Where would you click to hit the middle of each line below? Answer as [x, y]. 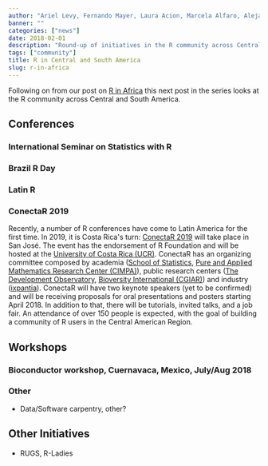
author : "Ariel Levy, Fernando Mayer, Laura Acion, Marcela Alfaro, [124, 16]
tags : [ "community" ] [43, 53]
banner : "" [26, 23]
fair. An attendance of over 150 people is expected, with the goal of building [133, 313]
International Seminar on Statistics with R [90, 147]
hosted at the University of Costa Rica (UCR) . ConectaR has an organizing [130, 254]
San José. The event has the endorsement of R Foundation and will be [124, 245]
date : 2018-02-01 [37, 38]
